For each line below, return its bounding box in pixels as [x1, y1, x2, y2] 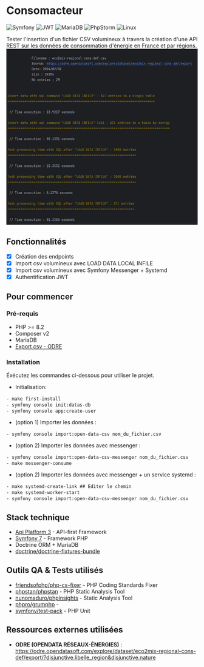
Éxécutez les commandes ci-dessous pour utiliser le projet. [6, 371, 155, 379]
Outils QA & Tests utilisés [6, 565, 104, 575]
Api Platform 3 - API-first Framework [15, 528, 107, 535]
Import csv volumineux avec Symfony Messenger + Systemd [15, 266, 168, 274]
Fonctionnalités [6, 237, 67, 247]
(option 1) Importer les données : [15, 419, 97, 426]
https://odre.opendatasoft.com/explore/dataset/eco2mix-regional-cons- [15, 647, 196, 654]
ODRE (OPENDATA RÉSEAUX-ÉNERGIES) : [15, 641, 123, 648]
